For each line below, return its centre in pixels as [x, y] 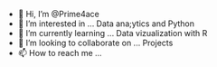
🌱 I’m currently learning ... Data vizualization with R [113, 33]
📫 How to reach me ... [60, 53]
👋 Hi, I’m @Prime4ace [58, 14]
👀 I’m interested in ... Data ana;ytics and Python [106, 24]
